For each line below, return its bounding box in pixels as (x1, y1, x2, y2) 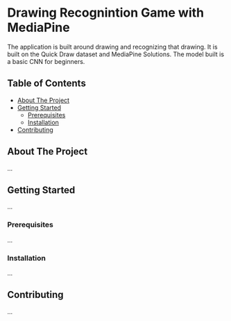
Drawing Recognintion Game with (7, 5, 205, 21)
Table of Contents (7, 78, 87, 90)
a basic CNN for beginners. (7, 57, 85, 65)
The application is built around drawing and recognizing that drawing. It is (7, 42, 218, 51)
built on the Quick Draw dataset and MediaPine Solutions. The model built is (7, 50, 224, 58)
